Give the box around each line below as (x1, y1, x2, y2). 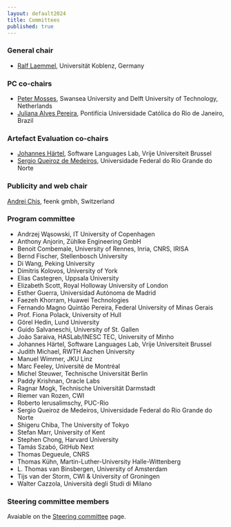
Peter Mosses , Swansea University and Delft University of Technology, (17, 94, 219, 102)
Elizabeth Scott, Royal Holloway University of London (17, 281, 169, 289)
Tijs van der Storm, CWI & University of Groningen (17, 472, 160, 480)
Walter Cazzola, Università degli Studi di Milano (17, 479, 152, 488)
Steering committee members (7, 497, 110, 506)
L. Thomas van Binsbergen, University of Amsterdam (17, 464, 168, 473)
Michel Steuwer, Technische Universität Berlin (17, 369, 148, 377)
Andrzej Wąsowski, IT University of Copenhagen (17, 229, 155, 238)
